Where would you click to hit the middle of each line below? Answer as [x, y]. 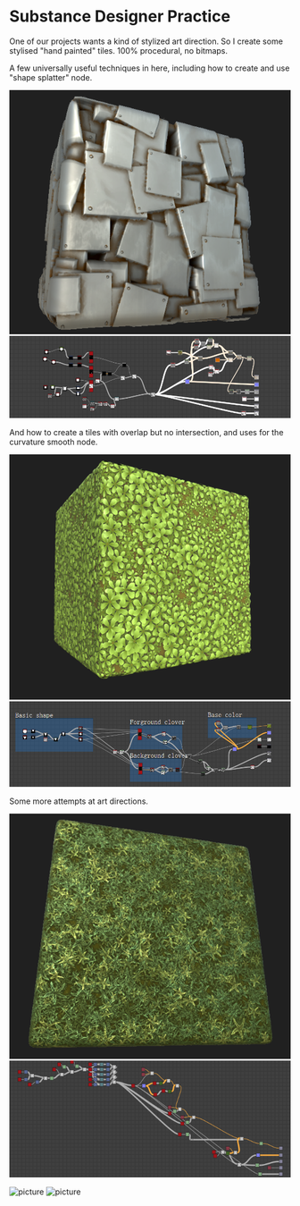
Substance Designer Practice [120, 17]
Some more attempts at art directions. [79, 801]
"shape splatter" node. [51, 77]
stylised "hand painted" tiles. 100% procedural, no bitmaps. [119, 50]
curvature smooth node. [54, 442]
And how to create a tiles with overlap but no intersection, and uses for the [146, 432]
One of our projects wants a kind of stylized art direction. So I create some [146, 41]
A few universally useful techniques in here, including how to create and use [150, 68]
